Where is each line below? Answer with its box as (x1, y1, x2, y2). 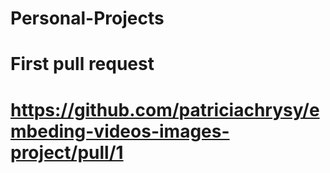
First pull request (10, 53, 155, 76)
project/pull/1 (10, 141, 124, 164)
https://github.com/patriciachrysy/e (10, 98, 320, 121)
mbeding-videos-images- (10, 120, 230, 142)
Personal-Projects (10, 7, 165, 30)
